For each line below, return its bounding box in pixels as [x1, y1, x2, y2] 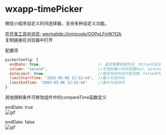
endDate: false [5, 119, 35, 125]
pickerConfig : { [5, 57, 39, 62]
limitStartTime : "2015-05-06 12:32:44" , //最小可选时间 [9, 75, 125, 81]
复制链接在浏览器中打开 [5, 37, 53, 43]
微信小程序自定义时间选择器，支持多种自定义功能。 [5, 20, 109, 26]
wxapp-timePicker [5, 3, 83, 15]
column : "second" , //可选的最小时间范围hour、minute [9, 67, 162, 71]
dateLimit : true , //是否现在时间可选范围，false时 [9, 71, 158, 76]
